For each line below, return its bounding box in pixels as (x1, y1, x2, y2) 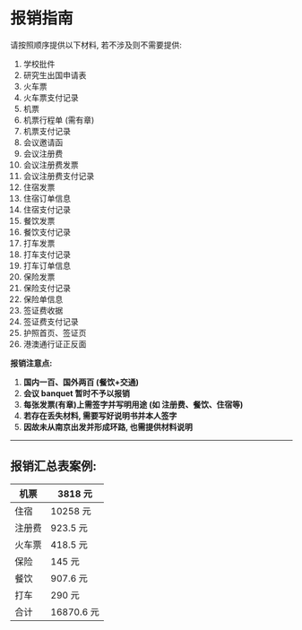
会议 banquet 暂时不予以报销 (22, 387, 131, 399)
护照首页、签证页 (22, 327, 87, 338)
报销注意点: (10, 358, 53, 368)
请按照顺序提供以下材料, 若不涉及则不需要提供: (10, 39, 183, 50)
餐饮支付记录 (22, 226, 71, 237)
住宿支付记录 (22, 203, 71, 215)
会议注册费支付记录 (22, 170, 95, 181)
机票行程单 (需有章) (22, 114, 95, 125)
